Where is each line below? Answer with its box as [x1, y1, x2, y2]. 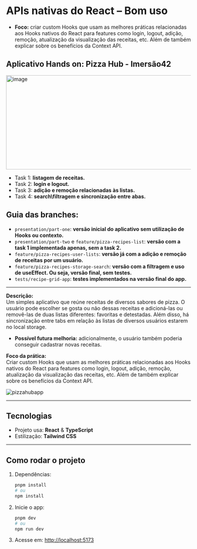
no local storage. [6, 323, 47, 330]
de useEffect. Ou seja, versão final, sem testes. [14, 269, 132, 276]
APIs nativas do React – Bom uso [6, 4, 168, 18]
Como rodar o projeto [6, 455, 86, 465]
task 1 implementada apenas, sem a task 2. [14, 244, 122, 251]
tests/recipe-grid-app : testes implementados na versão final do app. [14, 275, 186, 282]
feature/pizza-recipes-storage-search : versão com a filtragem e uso [14, 263, 185, 270]
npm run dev [14, 526, 44, 532]
